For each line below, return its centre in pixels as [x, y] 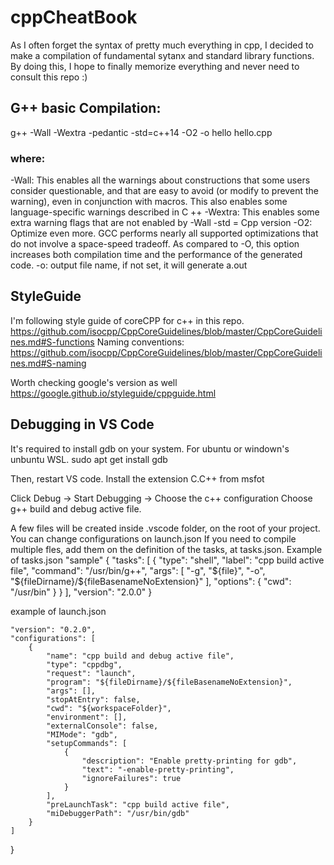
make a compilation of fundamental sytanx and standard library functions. [162, 55]
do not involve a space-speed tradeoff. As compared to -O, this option [155, 244]
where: [28, 158]
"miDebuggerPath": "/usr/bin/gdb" [118, 813]
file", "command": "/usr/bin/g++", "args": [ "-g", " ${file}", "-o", [138, 570]
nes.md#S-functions [52, 342]
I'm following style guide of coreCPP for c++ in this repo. [127, 320]
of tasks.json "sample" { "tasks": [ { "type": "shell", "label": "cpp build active [167, 560]
